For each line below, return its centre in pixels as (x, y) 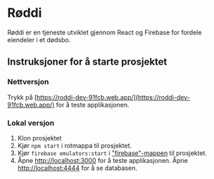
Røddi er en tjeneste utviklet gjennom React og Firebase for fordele (105, 32)
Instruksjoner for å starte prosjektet (87, 62)
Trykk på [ (22, 97)
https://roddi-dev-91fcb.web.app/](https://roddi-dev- (113, 97)
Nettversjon (28, 82)
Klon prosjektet (39, 138)
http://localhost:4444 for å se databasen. (77, 168)
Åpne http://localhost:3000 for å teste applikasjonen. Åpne (103, 160)
